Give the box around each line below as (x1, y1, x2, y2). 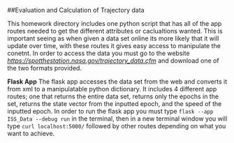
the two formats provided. (7, 64, 82, 72)
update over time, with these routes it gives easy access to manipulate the (7, 42, 221, 50)
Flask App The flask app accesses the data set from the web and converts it (7, 77, 228, 86)
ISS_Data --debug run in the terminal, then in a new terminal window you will (7, 114, 228, 123)
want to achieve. (7, 129, 55, 137)
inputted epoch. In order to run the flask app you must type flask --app (7, 107, 214, 115)
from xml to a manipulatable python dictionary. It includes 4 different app (7, 85, 217, 93)
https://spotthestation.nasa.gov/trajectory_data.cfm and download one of (7, 57, 219, 65)
